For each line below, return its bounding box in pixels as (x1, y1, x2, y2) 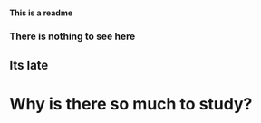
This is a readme (9, 7, 73, 18)
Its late (9, 57, 49, 72)
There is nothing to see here (9, 30, 136, 43)
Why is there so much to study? (9, 94, 253, 115)
